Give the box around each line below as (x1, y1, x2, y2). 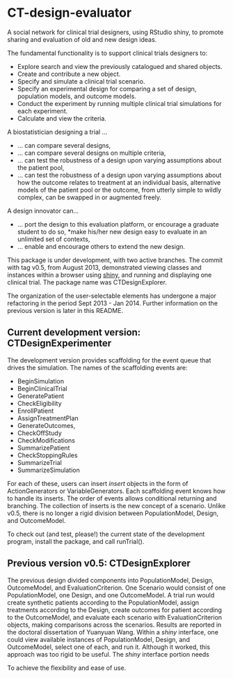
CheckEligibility (17, 399, 62, 407)
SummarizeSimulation (17, 466, 80, 474)
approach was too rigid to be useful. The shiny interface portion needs (7, 650, 210, 658)
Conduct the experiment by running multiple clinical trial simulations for (17, 99, 223, 107)
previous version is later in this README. (7, 306, 124, 314)
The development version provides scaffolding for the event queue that (7, 356, 211, 364)
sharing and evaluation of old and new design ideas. (7, 35, 157, 43)
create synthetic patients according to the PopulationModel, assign (7, 598, 200, 606)
